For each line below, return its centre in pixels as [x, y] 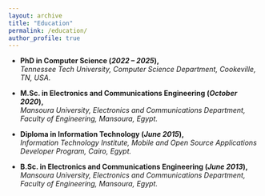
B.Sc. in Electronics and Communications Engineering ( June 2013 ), [134, 167]
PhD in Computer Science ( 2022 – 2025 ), [90, 61]
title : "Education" [41, 23]
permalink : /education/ [48, 30]
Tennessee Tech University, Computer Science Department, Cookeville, [138, 70]
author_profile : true [44, 38]
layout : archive [35, 16]
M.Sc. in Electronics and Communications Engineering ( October [128, 94]
